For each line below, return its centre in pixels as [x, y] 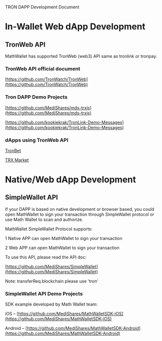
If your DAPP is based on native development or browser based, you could [80, 209]
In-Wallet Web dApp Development [75, 27]
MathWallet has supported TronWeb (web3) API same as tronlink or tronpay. [81, 56]
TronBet [13, 151]
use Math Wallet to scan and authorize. [44, 219]
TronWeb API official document [43, 68]
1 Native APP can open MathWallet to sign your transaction [64, 238]
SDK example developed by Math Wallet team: [52, 304]
